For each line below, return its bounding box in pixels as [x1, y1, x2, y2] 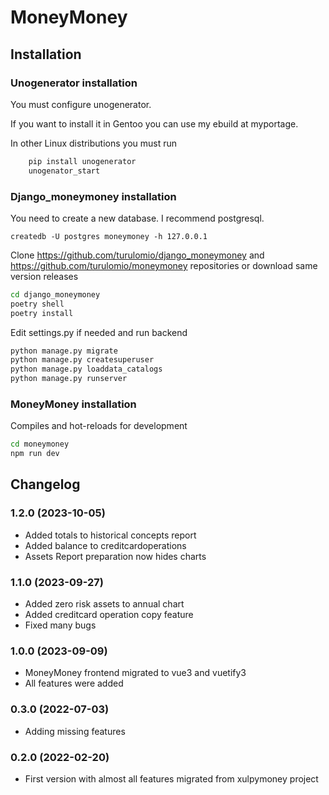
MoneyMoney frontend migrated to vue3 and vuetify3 [24, 667, 247, 679]
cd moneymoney [10, 439, 70, 450]
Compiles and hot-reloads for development [10, 420, 188, 432]
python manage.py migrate [10, 346, 118, 356]
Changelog [10, 476, 81, 493]
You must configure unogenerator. [10, 98, 152, 110]
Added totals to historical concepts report [24, 529, 197, 541]
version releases [10, 270, 79, 282]
